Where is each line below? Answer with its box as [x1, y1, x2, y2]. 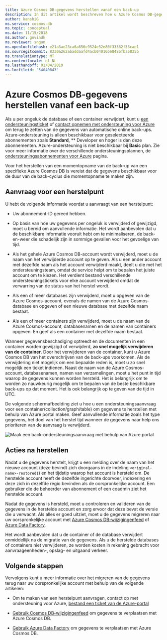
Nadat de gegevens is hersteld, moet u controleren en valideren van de [5, 501, 151, 507]
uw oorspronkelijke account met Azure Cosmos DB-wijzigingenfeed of [5, 516, 150, 522]
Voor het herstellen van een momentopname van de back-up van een [5, 162, 148, 168]
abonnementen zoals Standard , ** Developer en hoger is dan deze [5, 137, 143, 143]
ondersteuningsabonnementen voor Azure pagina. [5, 153, 108, 159]
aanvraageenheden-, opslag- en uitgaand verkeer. [5, 547, 108, 553]
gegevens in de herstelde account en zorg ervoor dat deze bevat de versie [5, 506, 158, 512]
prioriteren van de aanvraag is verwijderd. [5, 422, 91, 428]
